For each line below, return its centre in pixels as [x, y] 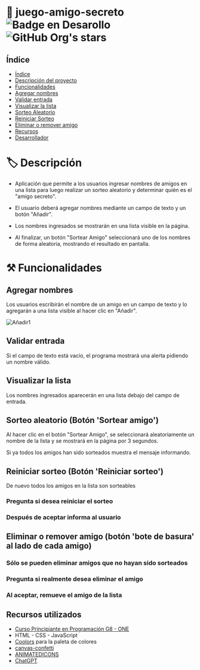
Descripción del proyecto [46, 80]
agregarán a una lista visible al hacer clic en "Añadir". [72, 310]
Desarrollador [32, 138]
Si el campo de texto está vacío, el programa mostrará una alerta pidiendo [97, 355]
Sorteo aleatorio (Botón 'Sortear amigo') [83, 420]
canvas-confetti [34, 648]
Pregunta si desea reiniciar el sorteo [60, 501]
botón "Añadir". [33, 214]
